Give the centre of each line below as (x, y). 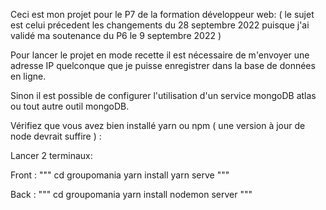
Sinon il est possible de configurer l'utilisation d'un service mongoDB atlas (163, 95)
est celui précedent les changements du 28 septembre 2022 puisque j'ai (160, 25)
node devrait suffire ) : (56, 136)
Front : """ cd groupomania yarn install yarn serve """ (120, 175)
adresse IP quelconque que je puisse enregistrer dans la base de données (163, 65)
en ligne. (28, 76)
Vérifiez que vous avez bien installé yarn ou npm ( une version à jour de (158, 125)
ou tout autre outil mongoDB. (70, 106)
